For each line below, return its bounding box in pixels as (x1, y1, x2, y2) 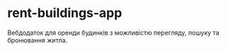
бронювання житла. (7, 35, 68, 44)
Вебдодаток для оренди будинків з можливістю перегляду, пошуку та (7, 28, 220, 37)
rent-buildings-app (7, 5, 123, 21)
